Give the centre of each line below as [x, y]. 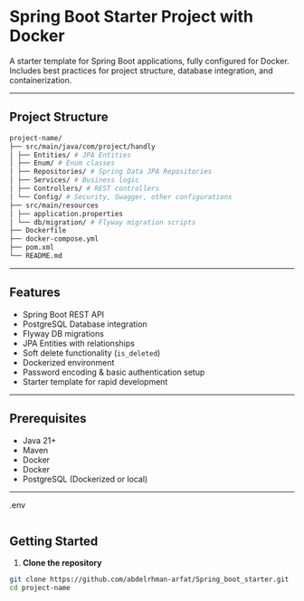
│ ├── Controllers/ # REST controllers [85, 188]
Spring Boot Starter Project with [132, 17]
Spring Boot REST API [63, 314]
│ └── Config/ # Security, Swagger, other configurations [121, 196]
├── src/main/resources [54, 205]
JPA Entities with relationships [79, 343]
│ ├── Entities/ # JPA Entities [70, 155]
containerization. [41, 80]
